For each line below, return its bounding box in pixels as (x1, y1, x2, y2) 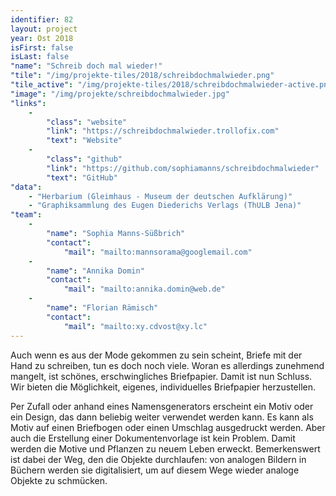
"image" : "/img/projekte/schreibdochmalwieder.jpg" (10, 89, 230, 99)
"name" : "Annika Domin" (46, 266, 145, 276)
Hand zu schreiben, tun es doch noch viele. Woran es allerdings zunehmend (10, 359, 325, 371)
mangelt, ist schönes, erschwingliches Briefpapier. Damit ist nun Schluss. (10, 370, 313, 382)
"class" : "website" (46, 117, 128, 127)
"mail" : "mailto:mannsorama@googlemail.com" (63, 247, 253, 257)
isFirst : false (10, 42, 74, 53)
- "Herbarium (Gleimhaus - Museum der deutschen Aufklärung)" (28, 191, 293, 201)
